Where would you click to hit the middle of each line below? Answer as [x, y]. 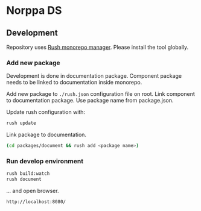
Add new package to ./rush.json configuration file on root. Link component [101, 94]
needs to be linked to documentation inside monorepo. [74, 83]
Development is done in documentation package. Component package [94, 76]
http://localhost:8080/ [36, 202]
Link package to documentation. [46, 135]
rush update [21, 123]
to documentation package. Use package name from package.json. [90, 101]
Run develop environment [45, 161]
